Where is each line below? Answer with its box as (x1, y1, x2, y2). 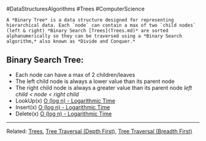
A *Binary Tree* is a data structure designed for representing (6, 17, 174, 23)
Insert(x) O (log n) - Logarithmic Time (15, 103, 110, 110)
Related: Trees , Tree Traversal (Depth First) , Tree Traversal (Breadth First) (6, 128, 193, 135)
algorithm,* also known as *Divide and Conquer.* (6, 38, 136, 45)
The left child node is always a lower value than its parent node (15, 78, 175, 85)
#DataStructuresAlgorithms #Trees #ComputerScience (6, 5, 145, 12)
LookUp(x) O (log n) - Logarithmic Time (15, 97, 115, 104)
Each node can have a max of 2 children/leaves (15, 71, 135, 78)
